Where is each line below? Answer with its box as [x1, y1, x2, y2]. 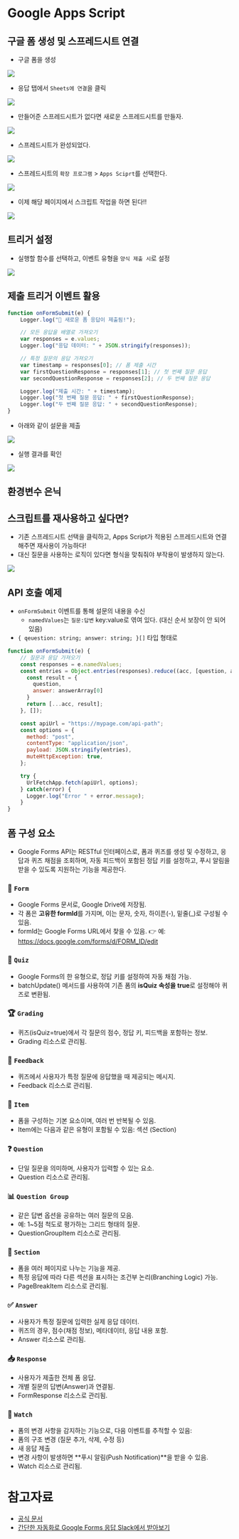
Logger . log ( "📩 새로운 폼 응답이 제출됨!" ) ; [20, 316, 137, 323]
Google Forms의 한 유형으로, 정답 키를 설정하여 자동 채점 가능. [17, 972, 192, 980]
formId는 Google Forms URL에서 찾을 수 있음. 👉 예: [17, 927, 166, 936]
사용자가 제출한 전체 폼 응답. [17, 1373, 96, 1382]
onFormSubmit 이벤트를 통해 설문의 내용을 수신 [17, 607, 146, 615]
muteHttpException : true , [26, 753, 103, 761]
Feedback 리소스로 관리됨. [17, 1081, 92, 1090]
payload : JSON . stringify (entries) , [26, 746, 132, 753]
